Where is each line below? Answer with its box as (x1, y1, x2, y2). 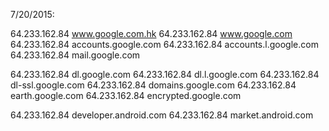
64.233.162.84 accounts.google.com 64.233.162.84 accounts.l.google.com (10, 39, 319, 50)
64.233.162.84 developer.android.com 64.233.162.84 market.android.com (10, 109, 314, 121)
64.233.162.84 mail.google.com (10, 49, 141, 61)
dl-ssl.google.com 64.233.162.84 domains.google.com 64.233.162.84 (10, 79, 297, 91)
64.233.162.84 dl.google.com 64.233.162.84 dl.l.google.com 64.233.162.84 (10, 69, 320, 80)
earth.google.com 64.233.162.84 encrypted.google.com (10, 90, 242, 101)
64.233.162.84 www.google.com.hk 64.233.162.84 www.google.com (10, 28, 293, 39)
